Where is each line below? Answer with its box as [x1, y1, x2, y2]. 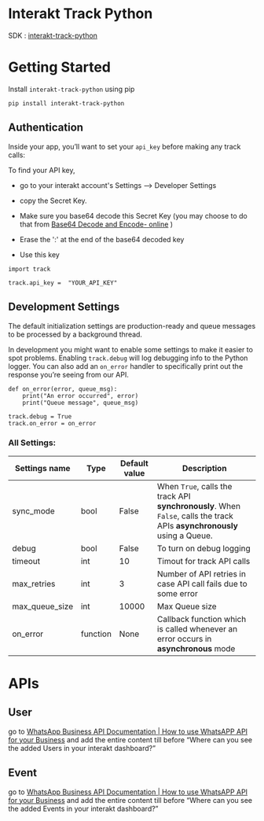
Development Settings [8, 300, 120, 314]
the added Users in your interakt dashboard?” [8, 743, 156, 753]
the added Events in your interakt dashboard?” [8, 804, 159, 813]
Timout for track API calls [156, 555, 251, 566]
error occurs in [156, 633, 212, 644]
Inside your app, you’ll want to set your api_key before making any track [8, 142, 241, 151]
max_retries [12, 578, 56, 589]
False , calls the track [156, 510, 234, 521]
